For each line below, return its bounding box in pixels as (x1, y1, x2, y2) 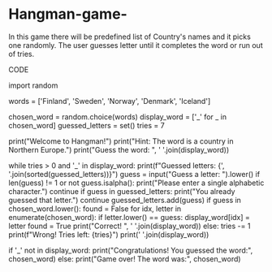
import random (8, 80, 58, 90)
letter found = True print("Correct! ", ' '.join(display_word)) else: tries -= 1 (8, 221, 251, 231)
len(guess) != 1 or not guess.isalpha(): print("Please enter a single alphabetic (8, 178, 265, 188)
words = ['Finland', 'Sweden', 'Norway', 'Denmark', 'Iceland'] (8, 96, 211, 106)
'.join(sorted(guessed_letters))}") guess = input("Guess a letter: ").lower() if (8, 169, 261, 179)
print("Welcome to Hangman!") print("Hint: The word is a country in (8, 136, 234, 146)
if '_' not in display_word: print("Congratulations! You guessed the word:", (8, 245, 253, 255)
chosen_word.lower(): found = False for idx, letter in (8, 204, 182, 214)
